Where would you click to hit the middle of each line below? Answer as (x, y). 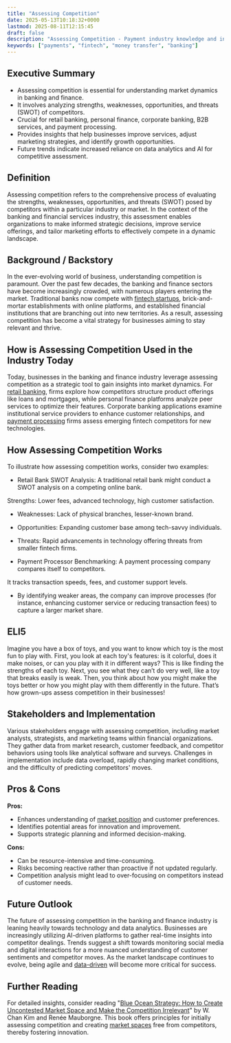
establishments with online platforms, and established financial (117, 306)
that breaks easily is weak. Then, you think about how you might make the (112, 677)
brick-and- (197, 299)
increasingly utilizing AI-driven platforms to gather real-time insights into (110, 935)
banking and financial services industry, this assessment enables (99, 216)
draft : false (26, 33)
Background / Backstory (60, 260)
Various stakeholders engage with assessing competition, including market (113, 731)
